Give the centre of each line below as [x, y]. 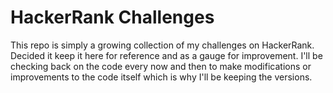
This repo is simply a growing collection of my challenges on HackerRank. [162, 45]
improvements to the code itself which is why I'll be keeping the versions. [161, 77]
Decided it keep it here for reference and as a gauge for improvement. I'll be [166, 55]
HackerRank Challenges [112, 17]
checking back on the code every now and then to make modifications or [161, 66]
